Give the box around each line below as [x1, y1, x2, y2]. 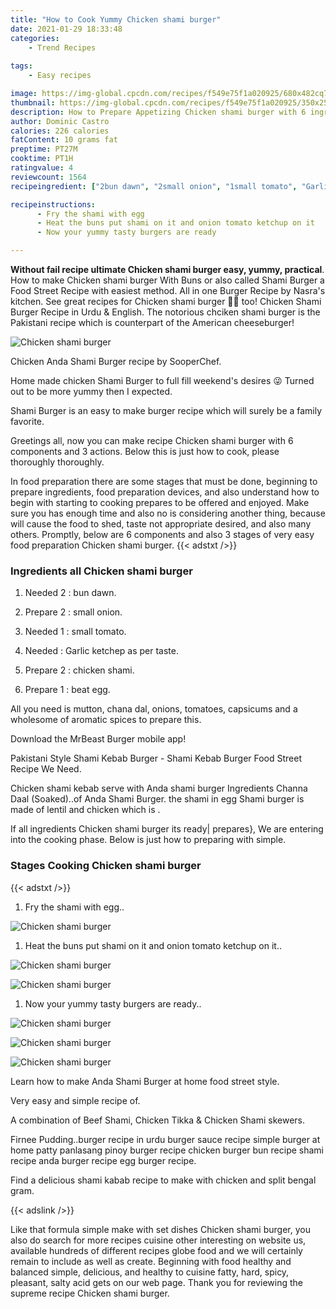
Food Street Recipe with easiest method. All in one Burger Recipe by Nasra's [10, 285, 326, 296]
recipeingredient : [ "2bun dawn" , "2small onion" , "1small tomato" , [10, 181, 298, 191]
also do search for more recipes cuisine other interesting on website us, [10, 1234, 307, 1246]
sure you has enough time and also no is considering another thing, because [10, 507, 326, 519]
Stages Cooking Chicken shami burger [10, 859, 202, 873]
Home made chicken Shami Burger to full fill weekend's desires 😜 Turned [10, 375, 315, 386]
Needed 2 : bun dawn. [24, 587, 117, 599]
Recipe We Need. [10, 763, 82, 775]
